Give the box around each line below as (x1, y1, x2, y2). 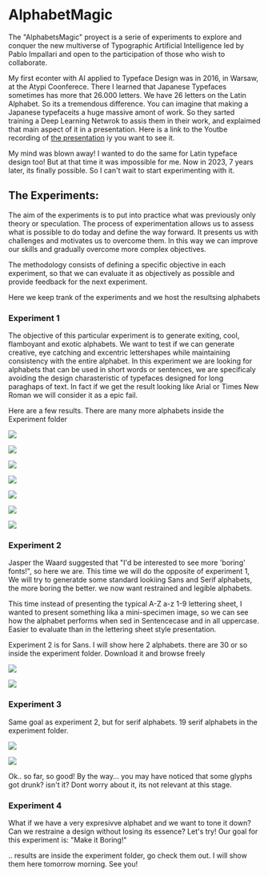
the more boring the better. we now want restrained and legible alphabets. (8, 583, 253, 593)
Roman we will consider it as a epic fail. (8, 391, 138, 400)
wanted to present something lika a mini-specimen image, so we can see (8, 607, 249, 617)
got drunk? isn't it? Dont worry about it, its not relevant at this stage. (8, 780, 232, 790)
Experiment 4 (8, 800, 62, 811)
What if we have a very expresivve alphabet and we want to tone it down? (8, 818, 252, 827)
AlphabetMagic (8, 6, 114, 24)
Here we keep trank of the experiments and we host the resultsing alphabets (8, 292, 261, 302)
